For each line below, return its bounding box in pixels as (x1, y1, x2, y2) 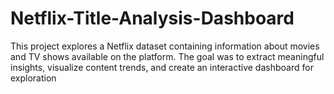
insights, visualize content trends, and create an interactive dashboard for (10, 61, 314, 73)
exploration (10, 72, 57, 84)
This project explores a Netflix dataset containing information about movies (10, 40, 320, 52)
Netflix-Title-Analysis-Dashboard (10, 7, 295, 30)
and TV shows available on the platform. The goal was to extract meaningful (10, 50, 325, 62)
